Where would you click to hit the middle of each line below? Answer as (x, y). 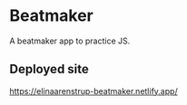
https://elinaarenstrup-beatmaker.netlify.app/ (94, 91)
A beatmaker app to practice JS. (70, 41)
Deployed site (49, 69)
